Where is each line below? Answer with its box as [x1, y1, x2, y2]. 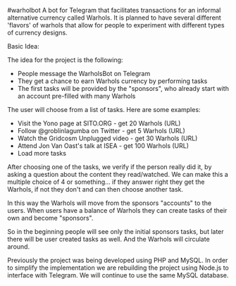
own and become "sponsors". [7, 214, 94, 222]
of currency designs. [7, 28, 68, 37]
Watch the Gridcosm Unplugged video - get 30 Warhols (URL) [17, 134, 198, 142]
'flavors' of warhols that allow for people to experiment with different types [7, 21, 225, 29]
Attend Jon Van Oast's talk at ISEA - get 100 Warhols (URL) [17, 142, 189, 150]
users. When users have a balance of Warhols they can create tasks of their [7, 206, 228, 214]
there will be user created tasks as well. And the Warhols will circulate [7, 235, 210, 243]
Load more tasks [17, 149, 67, 157]
